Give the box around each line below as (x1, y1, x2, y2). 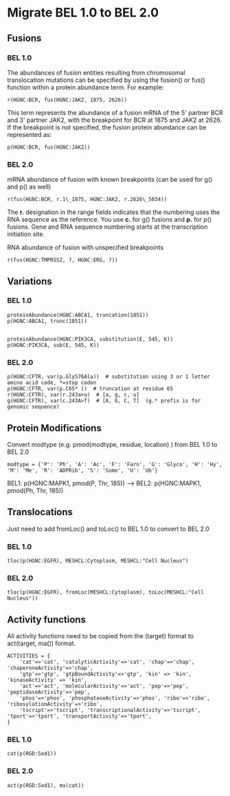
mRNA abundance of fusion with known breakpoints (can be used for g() (7, 176, 213, 184)
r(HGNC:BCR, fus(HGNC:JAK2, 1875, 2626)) (7, 96, 128, 103)
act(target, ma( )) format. (7, 639, 76, 648)
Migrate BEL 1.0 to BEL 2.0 (7, 5, 159, 21)
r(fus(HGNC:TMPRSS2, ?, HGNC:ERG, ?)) (7, 257, 118, 264)
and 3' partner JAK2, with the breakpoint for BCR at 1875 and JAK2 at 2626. (7, 116, 222, 124)
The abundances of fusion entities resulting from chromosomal (7, 68, 185, 76)
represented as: (7, 130, 52, 138)
